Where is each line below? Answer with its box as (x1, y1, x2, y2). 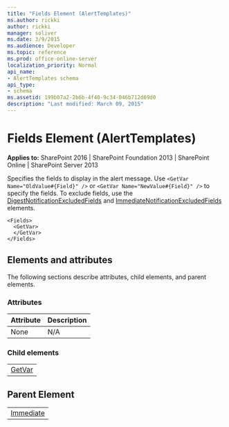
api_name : (7, 68, 36, 75)
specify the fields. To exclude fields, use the (7, 189, 134, 197)
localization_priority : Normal (7, 62, 98, 69)
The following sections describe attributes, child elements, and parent (7, 272, 206, 281)
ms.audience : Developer (7, 42, 76, 49)
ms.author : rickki (7, 17, 60, 24)
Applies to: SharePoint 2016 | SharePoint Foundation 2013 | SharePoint (7, 153, 210, 162)
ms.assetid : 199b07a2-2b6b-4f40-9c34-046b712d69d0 (7, 94, 156, 101)
